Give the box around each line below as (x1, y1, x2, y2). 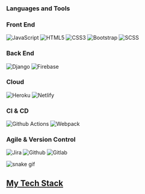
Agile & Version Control (6, 136, 76, 144)
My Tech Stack (6, 178, 63, 188)
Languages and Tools (6, 4, 70, 13)
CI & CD (6, 107, 29, 115)
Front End (6, 20, 35, 28)
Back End (6, 49, 34, 58)
